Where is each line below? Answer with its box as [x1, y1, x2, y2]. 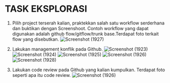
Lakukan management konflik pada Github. [12, 46, 103, 52]
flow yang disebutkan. [12, 36, 59, 42]
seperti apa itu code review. [12, 72, 71, 78]
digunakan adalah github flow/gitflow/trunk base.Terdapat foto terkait [12, 31, 159, 37]
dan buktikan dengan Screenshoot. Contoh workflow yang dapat [12, 25, 149, 31]
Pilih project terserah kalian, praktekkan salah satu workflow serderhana [12, 20, 165, 26]
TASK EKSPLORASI [5, 3, 88, 15]
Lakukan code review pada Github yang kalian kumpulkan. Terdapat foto [12, 67, 165, 73]
